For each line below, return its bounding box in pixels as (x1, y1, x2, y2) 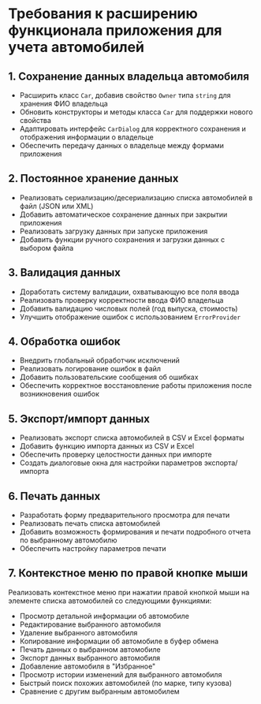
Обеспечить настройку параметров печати (19, 544, 166, 553)
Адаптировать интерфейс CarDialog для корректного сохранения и (19, 124, 246, 133)
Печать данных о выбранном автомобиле (19, 644, 161, 654)
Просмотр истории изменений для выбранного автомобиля (19, 669, 222, 679)
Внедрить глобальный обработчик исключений (19, 356, 180, 365)
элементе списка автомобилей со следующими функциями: (8, 596, 212, 605)
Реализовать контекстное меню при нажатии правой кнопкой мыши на (8, 587, 250, 597)
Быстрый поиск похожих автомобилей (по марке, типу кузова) (19, 678, 233, 687)
